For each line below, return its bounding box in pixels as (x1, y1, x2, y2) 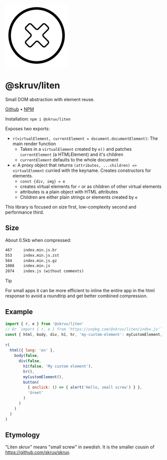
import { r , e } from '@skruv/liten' (5, 321, 84, 326)
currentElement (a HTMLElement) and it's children (20, 151, 124, 157)
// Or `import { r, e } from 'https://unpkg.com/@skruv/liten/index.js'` (5, 326, 163, 332)
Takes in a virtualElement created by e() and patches (20, 146, 132, 152)
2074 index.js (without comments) (5, 268, 84, 274)
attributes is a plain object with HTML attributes (20, 189, 118, 195)
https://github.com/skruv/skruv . (5, 449, 71, 455)
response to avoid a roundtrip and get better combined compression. (5, 293, 148, 299)
